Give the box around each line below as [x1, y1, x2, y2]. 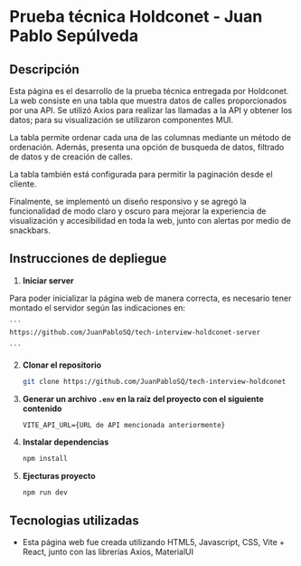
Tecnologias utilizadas [9, 513, 139, 528]
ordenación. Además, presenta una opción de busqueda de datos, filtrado [9, 142, 285, 152]
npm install [22, 454, 68, 463]
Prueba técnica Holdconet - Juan [9, 6, 263, 27]
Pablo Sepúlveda [9, 25, 138, 46]
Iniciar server [22, 274, 74, 286]
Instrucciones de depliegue [9, 251, 167, 266]
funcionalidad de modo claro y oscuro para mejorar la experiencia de [9, 206, 267, 216]
